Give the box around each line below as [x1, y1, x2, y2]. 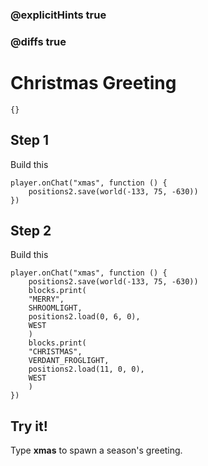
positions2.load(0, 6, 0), [28, 312, 141, 322]
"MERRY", [28, 294, 65, 305]
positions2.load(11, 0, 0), [28, 364, 145, 375]
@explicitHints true [10, 8, 107, 22]
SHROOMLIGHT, [28, 303, 83, 313]
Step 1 [10, 132, 50, 149]
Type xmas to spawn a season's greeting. [10, 444, 183, 457]
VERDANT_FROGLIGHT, [28, 356, 110, 366]
